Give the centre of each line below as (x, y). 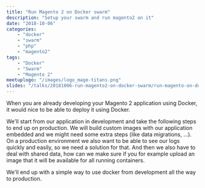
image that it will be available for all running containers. (76, 160)
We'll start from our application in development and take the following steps (101, 121)
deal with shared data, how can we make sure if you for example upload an (101, 154)
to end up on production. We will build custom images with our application (99, 128)
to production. (24, 179)
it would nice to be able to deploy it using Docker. (68, 110)
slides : (16, 86)
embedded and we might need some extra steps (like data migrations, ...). (99, 134)
